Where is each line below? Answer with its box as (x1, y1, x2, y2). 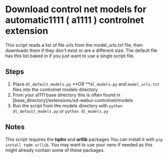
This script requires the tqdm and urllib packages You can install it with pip (5, 136, 163, 142)
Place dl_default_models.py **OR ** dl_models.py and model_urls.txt (12, 81, 160, 87)
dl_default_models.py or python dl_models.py (12, 108, 109, 114)
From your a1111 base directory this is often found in (12, 91, 121, 98)
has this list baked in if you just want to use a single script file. (5, 52, 135, 59)
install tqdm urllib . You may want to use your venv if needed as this (5, 141, 153, 148)
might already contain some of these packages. (5, 147, 105, 153)
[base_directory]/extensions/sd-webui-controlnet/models (12, 97, 133, 103)
